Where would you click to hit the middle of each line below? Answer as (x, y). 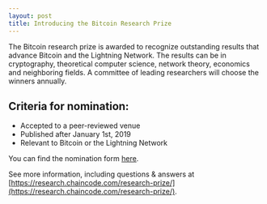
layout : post (30, 16)
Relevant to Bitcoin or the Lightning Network (94, 143)
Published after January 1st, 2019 (76, 134)
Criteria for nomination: (69, 106)
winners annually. (38, 81)
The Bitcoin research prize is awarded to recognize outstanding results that (134, 46)
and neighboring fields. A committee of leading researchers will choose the (133, 72)
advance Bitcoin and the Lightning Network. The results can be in (117, 55)
